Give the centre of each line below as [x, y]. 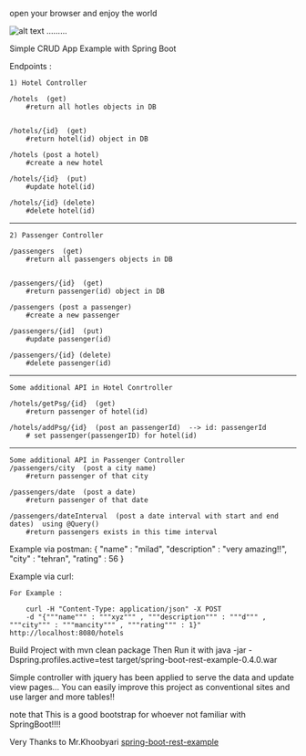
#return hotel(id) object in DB [87, 139]
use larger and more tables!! [62, 697]
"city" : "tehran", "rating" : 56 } [67, 559]
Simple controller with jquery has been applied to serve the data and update [152, 677]
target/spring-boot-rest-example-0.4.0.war [196, 660]
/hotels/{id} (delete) [52, 203]
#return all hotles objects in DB [91, 107]
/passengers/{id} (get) [56, 283]
